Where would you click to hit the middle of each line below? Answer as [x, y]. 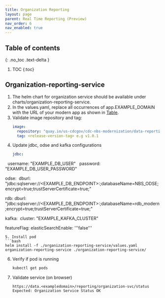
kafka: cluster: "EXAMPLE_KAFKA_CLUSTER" [52, 218]
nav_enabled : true [24, 28]
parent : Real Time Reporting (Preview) [46, 19]
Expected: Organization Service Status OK [56, 291]
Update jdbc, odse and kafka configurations [57, 145]
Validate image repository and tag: [47, 117]
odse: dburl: [18, 178]
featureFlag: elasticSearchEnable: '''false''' [49, 228]
